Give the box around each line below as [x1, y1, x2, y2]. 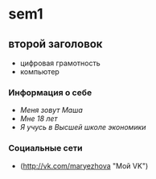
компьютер [19, 67, 60, 77]
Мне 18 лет [19, 114, 58, 123]
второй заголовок [8, 37, 103, 51]
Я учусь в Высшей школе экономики [19, 123, 146, 132]
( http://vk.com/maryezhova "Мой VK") [19, 160, 149, 170]
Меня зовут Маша [19, 106, 83, 115]
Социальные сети [8, 143, 83, 154]
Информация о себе [8, 86, 92, 98]
